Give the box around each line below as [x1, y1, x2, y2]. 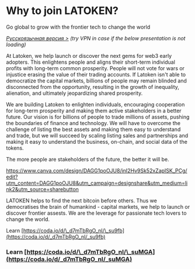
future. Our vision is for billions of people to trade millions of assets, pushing [6, 113, 190, 120]
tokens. [6, 144, 25, 151]
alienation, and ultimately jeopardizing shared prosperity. [6, 89, 143, 96]
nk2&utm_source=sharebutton [6, 185, 79, 192]
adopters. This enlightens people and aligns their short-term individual [6, 58, 175, 65]
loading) [6, 41, 26, 48]
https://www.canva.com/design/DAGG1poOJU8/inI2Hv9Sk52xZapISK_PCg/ [6, 167, 188, 174]
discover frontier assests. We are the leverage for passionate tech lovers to [6, 209, 187, 216]
